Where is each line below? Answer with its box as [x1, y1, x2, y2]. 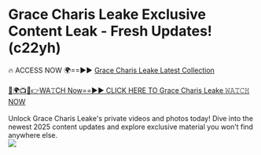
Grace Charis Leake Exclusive [8, 6, 207, 24]
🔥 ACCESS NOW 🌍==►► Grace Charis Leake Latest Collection [8, 65, 215, 75]
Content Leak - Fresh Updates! [8, 22, 212, 40]
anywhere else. [8, 130, 57, 139]
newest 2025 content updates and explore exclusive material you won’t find [8, 122, 254, 131]
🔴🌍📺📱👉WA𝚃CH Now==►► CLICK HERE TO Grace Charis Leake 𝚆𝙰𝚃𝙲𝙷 [8, 85, 250, 95]
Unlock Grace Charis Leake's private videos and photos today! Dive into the [8, 113, 254, 123]
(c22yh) [8, 39, 61, 57]
